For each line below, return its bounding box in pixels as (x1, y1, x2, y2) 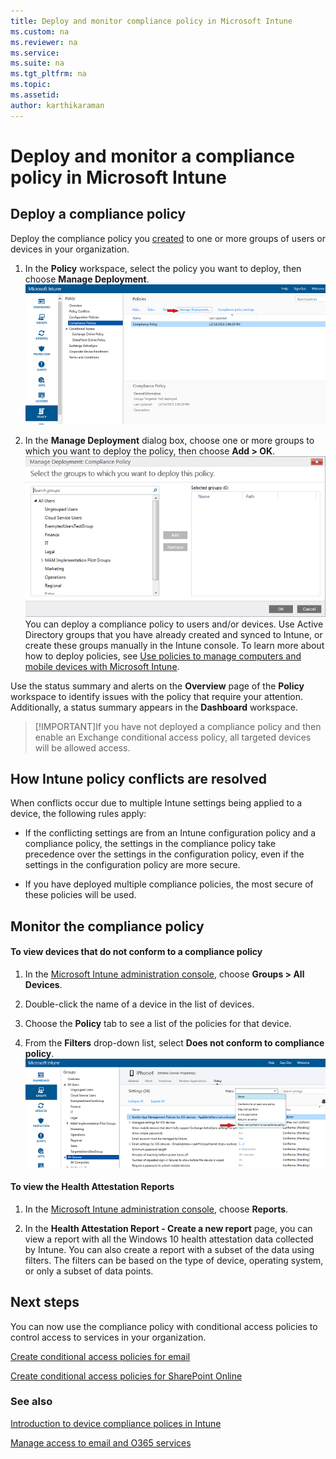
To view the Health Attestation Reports (10, 1181, 175, 1193)
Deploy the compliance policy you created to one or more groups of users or (10, 232, 326, 244)
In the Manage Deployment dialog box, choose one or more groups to (24, 435, 315, 447)
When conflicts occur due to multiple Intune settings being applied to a (10, 797, 303, 809)
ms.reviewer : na (10, 37, 78, 47)
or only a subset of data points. (24, 1265, 154, 1277)
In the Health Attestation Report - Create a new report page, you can (24, 1222, 313, 1234)
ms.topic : (10, 80, 52, 90)
